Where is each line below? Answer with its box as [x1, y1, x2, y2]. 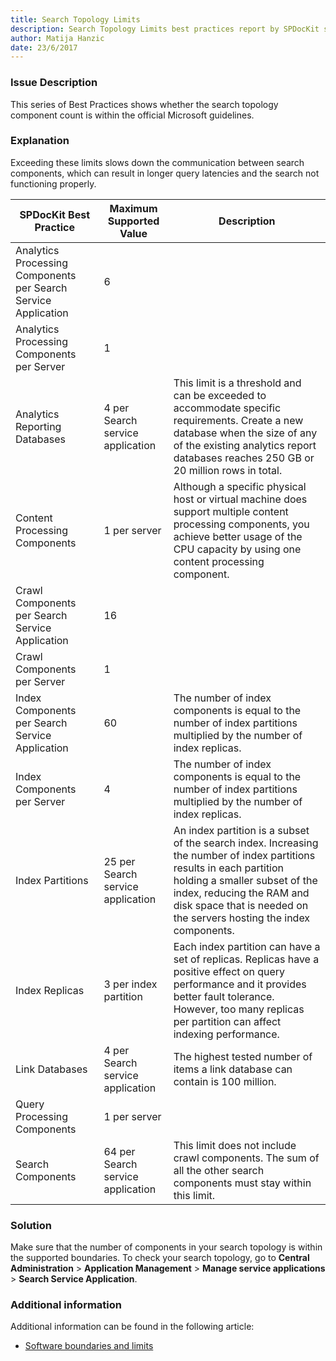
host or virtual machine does [173, 492, 308, 506]
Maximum [109, 201, 158, 215]
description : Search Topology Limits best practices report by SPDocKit [10, 24, 320, 34]
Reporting [15, 419, 62, 433]
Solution [10, 1218, 53, 1232]
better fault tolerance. [173, 989, 275, 1003]
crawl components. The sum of [173, 1151, 320, 1165]
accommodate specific [173, 401, 282, 415]
